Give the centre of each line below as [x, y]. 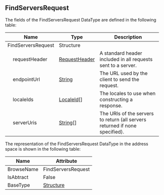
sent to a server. [118, 65]
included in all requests [126, 59]
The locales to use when [127, 93]
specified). [112, 132]
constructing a [116, 99]
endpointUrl [26, 79]
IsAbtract [18, 177]
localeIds [23, 99]
